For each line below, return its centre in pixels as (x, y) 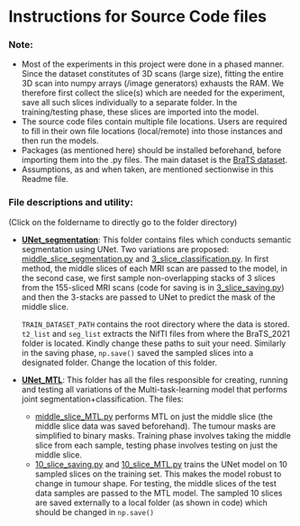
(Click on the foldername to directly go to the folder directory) (123, 222)
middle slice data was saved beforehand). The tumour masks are (155, 426)
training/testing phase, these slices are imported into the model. (140, 112)
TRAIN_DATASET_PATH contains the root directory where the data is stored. (155, 324)
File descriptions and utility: (71, 203)
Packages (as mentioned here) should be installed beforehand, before (151, 150)
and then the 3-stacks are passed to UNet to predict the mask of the (148, 297)
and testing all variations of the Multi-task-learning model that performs (154, 389)
